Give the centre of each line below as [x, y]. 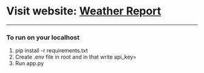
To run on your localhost [43, 37]
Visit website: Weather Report [84, 11]
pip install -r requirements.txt [51, 51]
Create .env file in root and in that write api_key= [76, 57]
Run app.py [29, 63]
